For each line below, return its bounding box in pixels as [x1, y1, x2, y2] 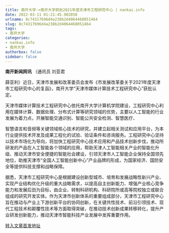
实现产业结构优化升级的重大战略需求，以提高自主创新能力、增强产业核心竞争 [5, 181, 164, 187]
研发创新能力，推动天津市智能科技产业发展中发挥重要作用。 [9, 212, 133, 218]
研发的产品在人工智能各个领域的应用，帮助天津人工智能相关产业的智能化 [5, 144, 155, 151]
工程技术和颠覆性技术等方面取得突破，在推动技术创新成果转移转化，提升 [9, 206, 159, 212]
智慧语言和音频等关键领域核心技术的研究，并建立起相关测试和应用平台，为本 [5, 126, 164, 132]
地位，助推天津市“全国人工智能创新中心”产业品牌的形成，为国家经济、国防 [5, 157, 159, 164]
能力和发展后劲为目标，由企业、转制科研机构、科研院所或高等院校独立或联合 [5, 187, 164, 193]
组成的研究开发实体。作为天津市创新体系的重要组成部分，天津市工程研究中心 [5, 193, 164, 199]
